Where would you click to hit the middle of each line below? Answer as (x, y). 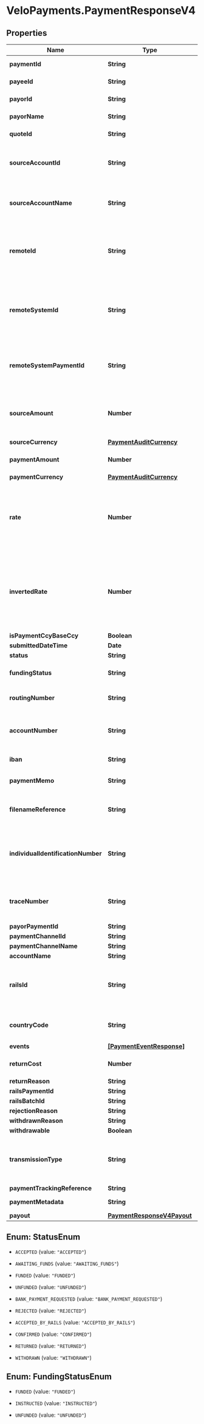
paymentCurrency (36, 477)
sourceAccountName (41, 203)
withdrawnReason (36, 1121)
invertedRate (28, 591)
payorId (21, 99)
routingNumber (32, 698)
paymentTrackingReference (51, 1188)
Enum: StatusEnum (43, 1237)
